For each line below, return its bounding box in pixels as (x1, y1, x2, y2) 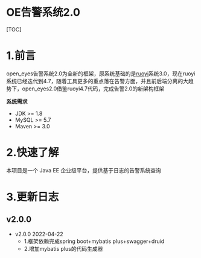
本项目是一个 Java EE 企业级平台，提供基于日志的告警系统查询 (6, 166, 161, 174)
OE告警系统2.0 (6, 5, 80, 19)
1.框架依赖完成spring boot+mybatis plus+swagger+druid (24, 238, 165, 245)
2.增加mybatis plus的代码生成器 (24, 245, 103, 252)
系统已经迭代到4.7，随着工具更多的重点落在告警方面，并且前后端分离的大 (6, 77, 189, 84)
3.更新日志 (6, 190, 59, 204)
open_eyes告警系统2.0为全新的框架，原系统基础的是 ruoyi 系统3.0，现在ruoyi (6, 70, 196, 77)
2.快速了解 (6, 146, 59, 160)
